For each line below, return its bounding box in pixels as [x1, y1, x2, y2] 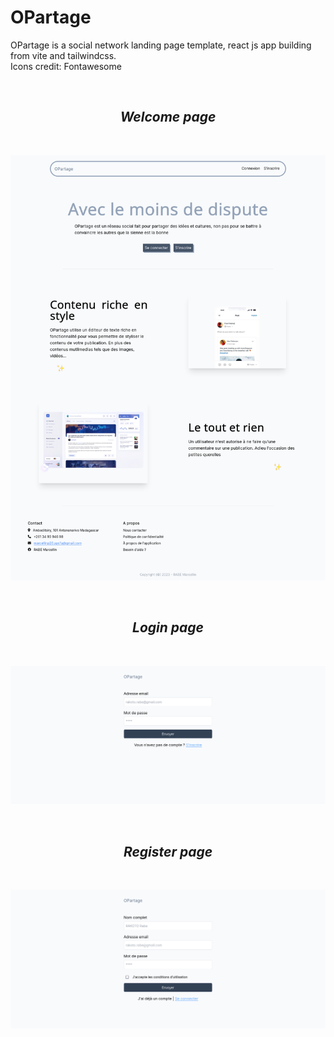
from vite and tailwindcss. [10, 49, 117, 61]
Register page [123, 843, 213, 860]
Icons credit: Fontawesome [10, 60, 122, 72]
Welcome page [119, 109, 217, 126]
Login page [132, 619, 204, 636]
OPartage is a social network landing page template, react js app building [10, 39, 312, 51]
